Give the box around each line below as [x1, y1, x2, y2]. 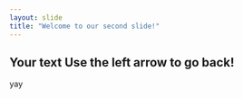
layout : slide [9, 13, 63, 22]
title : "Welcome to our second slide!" [9, 22, 160, 31]
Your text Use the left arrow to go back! [9, 55, 235, 70]
